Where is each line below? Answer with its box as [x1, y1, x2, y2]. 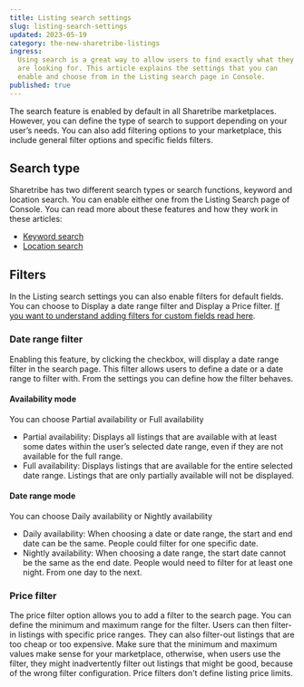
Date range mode [9, 490, 76, 501]
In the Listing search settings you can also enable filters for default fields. [9, 291, 284, 302]
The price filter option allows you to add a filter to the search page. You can [9, 610, 292, 621]
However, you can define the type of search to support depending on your [9, 115, 288, 126]
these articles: [9, 214, 63, 225]
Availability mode [9, 393, 77, 404]
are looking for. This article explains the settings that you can [17, 64, 279, 73]
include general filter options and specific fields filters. [9, 134, 213, 145]
